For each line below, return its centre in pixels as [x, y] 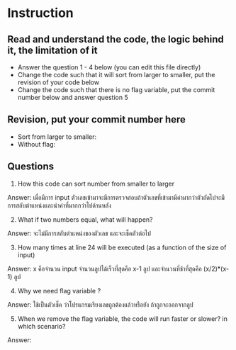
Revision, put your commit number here [97, 119]
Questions [31, 167]
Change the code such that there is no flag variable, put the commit [116, 90]
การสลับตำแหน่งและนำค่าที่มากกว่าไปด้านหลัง [60, 205]
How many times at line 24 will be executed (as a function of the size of [122, 247]
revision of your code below [58, 82]
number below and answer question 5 [73, 97]
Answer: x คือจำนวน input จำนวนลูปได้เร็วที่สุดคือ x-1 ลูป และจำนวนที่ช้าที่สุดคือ [105, 269]
